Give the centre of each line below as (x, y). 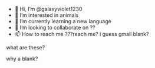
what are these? (26, 47)
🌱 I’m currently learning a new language (63, 21)
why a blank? (22, 59)
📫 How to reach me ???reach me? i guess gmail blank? (82, 34)
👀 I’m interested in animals (47, 15)
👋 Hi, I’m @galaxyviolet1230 (48, 9)
